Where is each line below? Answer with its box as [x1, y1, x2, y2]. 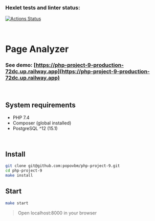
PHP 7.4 [12, 114, 30, 120]
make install [5, 173, 33, 178]
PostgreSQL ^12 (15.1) [12, 125, 58, 131]
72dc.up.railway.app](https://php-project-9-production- [5, 68, 150, 75]
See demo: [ [5, 62, 36, 69]
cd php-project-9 [5, 168, 42, 174]
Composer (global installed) [12, 119, 72, 126]
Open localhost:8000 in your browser [17, 210, 97, 216]
